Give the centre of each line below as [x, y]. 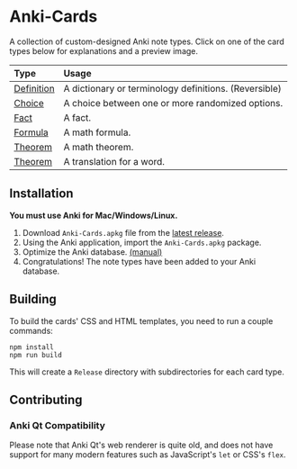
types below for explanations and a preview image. [104, 50]
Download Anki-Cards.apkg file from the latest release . [123, 232]
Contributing [46, 399]
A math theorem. [99, 147]
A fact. [77, 117]
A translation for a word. [114, 161]
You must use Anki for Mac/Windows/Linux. [94, 215]
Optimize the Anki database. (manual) [92, 252]
